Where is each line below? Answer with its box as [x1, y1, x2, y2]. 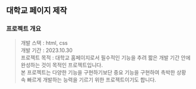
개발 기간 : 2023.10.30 [20, 47, 73, 54]
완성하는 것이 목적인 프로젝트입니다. [20, 61, 103, 68]
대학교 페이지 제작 [6, 5, 67, 16]
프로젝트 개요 [6, 25, 41, 33]
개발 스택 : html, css [20, 39, 68, 46]
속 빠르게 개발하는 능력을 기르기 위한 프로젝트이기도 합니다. [20, 76, 156, 83]
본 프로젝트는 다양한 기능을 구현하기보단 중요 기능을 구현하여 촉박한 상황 [20, 68, 187, 75]
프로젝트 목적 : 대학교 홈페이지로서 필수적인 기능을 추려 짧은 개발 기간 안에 [20, 54, 191, 61]
